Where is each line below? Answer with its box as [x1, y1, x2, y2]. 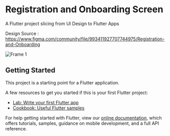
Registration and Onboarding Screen [5, 4, 163, 15]
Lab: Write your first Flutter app [12, 99, 79, 105]
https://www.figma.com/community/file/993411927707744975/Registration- [5, 36, 165, 42]
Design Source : [5, 30, 39, 36]
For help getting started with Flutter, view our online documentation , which [5, 115, 162, 121]
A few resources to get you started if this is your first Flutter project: [5, 89, 148, 96]
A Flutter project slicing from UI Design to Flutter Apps [5, 20, 119, 27]
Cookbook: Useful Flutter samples [12, 105, 85, 111]
